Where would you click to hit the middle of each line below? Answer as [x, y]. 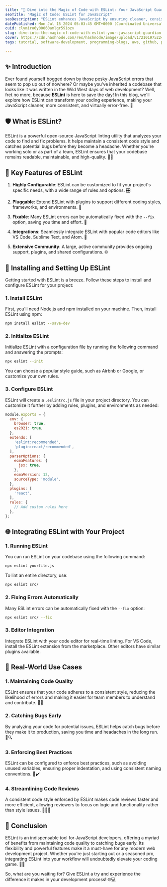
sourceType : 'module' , [38, 479]
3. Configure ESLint [29, 389]
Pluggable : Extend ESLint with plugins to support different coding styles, [87, 202]
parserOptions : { [28, 456]
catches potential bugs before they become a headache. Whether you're [80, 146]
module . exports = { [25, 414]
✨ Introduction [28, 67]
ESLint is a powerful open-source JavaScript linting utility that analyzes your [83, 136]
